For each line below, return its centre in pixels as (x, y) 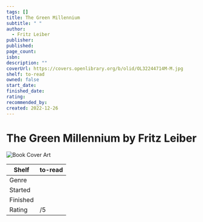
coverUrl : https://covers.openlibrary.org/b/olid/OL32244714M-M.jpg (95, 68)
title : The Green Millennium (43, 18)
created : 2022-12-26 (33, 108)
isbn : (13, 57)
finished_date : (26, 91)
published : (20, 46)
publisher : (20, 40)
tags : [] (17, 12)
